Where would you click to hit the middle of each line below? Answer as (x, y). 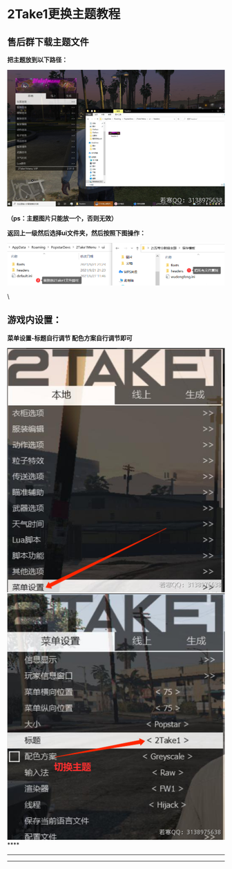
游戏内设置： (35, 320)
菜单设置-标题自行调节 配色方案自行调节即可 (70, 338)
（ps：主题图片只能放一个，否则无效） (62, 218)
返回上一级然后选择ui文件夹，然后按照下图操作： (77, 233)
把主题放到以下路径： (37, 60)
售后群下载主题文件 (48, 42)
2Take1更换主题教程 (64, 14)
